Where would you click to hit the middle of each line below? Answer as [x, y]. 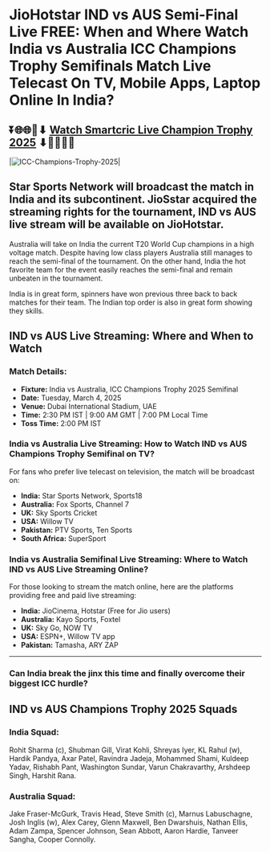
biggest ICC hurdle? [49, 683]
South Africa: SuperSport [63, 538]
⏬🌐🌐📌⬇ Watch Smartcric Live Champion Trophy [131, 130]
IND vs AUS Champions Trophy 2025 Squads [123, 709]
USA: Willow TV [47, 521]
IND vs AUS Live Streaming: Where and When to [131, 336]
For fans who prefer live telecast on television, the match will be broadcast [132, 471]
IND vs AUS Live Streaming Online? [79, 569]
